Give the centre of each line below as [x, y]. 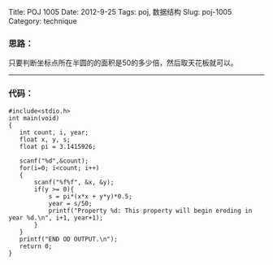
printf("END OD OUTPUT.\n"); [68, 239]
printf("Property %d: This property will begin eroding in [150, 211]
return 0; [36, 246]
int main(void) [34, 118]
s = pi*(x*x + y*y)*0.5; [90, 196]
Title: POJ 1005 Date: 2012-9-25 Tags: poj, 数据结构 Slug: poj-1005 [120, 12]
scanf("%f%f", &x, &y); [74, 182]
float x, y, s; [45, 139]
